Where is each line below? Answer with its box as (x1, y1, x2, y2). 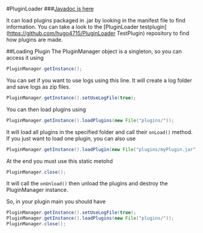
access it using (6, 54, 44, 61)
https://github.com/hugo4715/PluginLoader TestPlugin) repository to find (8, 30, 189, 37)
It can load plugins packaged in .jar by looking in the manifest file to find (6, 17, 185, 24)
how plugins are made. (6, 36, 63, 43)
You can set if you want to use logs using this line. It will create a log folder (6, 77, 192, 84)
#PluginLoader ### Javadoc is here (6, 5, 94, 12)
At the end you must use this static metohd (6, 157, 113, 165)
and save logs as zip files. (6, 83, 71, 90)
